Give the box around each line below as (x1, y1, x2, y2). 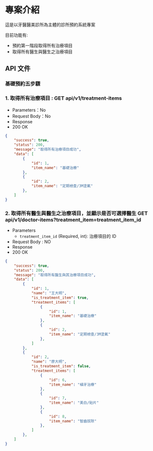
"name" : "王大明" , (31, 291, 67, 296)
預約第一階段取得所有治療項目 (12, 42, 73, 48)
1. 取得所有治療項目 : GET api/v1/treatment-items (5, 95, 122, 102)
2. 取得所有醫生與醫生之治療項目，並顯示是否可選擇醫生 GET (5, 210, 148, 217)
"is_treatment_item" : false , (31, 364, 91, 369)
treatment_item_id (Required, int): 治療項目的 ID (19, 233, 117, 239)
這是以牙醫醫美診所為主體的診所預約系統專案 (5, 22, 96, 28)
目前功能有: (5, 32, 28, 38)
